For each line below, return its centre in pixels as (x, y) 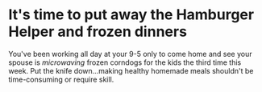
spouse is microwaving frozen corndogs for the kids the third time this (125, 62)
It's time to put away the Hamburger (131, 15)
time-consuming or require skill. (61, 79)
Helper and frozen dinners (98, 32)
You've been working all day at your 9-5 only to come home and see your (130, 54)
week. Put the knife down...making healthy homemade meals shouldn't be (131, 70)
